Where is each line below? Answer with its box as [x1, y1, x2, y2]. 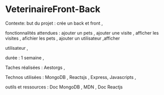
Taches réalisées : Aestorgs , [5, 64, 65, 70]
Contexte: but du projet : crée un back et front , [5, 20, 103, 26]
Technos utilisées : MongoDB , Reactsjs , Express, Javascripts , [5, 74, 136, 80]
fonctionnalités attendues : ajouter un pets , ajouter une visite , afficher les [5, 30, 159, 36]
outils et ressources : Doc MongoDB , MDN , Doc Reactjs [5, 84, 123, 90]
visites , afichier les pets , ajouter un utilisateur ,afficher [5, 35, 120, 41]
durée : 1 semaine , [5, 54, 44, 61]
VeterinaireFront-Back [5, 4, 101, 15]
